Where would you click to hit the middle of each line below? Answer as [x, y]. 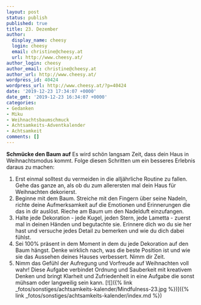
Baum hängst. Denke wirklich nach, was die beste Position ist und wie [103, 250]
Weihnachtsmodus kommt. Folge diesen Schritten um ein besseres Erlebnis [101, 160]
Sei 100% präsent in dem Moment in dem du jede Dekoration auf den [102, 243]
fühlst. [23, 237]
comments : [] [23, 137]
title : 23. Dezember [33, 29]
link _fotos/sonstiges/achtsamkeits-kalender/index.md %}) [89, 295]
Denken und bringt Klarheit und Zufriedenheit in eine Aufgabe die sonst [105, 276]
